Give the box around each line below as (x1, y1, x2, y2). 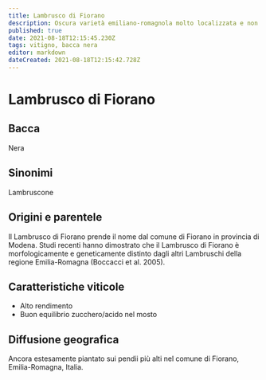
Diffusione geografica (8, 332, 119, 347)
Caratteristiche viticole (8, 280, 125, 293)
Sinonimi (8, 166, 53, 180)
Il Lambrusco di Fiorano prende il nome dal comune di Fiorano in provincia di (8, 232, 260, 241)
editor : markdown (8, 49, 66, 57)
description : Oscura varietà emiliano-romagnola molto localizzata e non (8, 19, 259, 27)
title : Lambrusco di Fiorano (8, 11, 105, 20)
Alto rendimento (19, 301, 73, 311)
